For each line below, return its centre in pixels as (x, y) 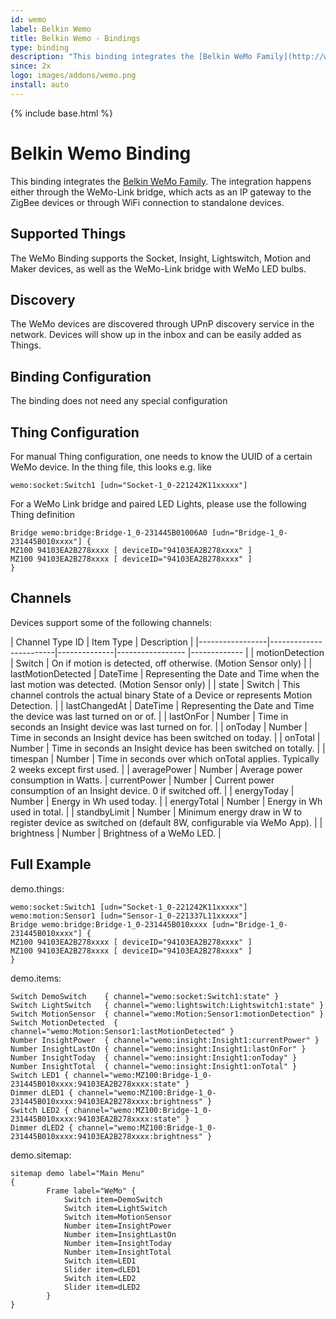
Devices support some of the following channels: (111, 622)
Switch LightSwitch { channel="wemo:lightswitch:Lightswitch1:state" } (167, 1005)
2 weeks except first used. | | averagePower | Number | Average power (156, 769)
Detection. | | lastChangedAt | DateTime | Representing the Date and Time (162, 705)
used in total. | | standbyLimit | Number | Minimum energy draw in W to (156, 812)
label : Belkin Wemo (51, 29)
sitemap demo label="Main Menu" (77, 1173)
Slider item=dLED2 (102, 1287)
